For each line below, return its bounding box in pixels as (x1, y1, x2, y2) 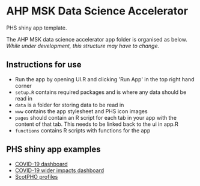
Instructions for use (6, 60, 82, 70)
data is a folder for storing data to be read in (14, 101, 124, 108)
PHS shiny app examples (6, 144, 101, 155)
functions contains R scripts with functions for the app (14, 126, 151, 134)
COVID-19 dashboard (14, 160, 68, 167)
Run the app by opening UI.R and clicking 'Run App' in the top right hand (14, 75, 195, 82)
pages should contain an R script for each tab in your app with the (14, 114, 177, 121)
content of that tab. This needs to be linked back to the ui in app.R (14, 120, 178, 128)
